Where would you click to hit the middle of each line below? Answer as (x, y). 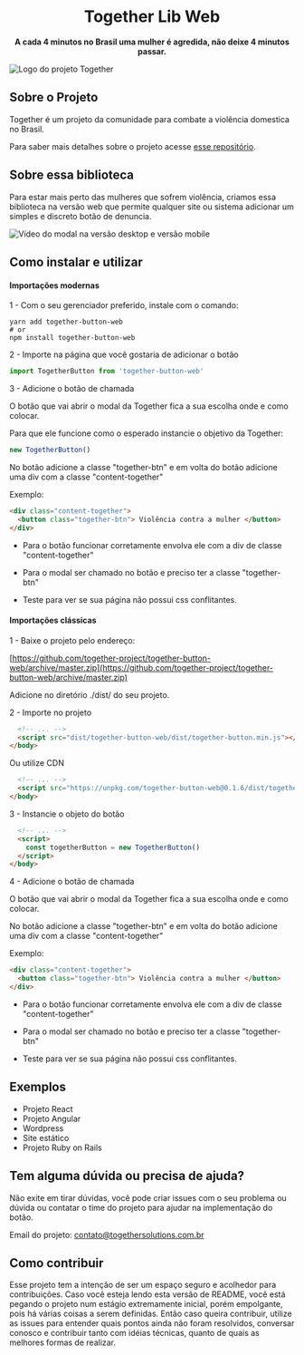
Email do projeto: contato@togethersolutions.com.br (107, 1234)
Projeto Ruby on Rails (62, 1147)
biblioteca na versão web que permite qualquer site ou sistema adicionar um (152, 207)
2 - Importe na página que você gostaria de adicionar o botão (124, 354)
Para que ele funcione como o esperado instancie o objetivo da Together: (146, 433)
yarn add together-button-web (66, 322)
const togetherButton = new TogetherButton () (113, 847)
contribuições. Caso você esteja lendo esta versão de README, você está (147, 1294)
